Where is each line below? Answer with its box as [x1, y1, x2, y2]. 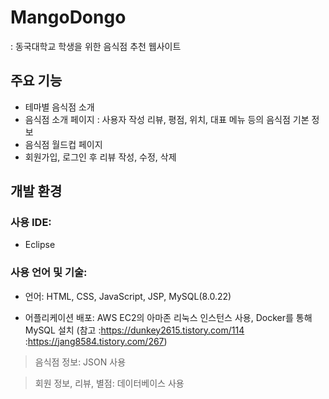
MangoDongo [10, 6, 127, 29]
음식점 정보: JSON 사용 [34, 356, 127, 368]
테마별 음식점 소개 [24, 101, 95, 113]
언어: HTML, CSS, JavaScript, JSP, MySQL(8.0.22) [24, 290, 232, 302]
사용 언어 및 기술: [10, 266, 88, 280]
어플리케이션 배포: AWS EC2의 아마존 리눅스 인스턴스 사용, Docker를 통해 [24, 311, 313, 323]
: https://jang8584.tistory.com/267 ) [24, 335, 168, 347]
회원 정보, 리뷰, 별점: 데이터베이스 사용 [34, 377, 185, 389]
